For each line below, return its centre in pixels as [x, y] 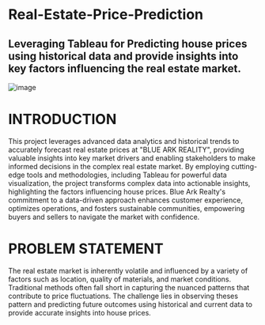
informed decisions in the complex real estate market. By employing [119, 166]
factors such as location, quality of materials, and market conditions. [120, 279]
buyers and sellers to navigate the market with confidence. [104, 217]
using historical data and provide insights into [123, 56]
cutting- [244, 166]
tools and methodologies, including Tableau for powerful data [127, 175]
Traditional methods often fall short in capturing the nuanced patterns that [129, 287]
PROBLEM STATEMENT [86, 249]
